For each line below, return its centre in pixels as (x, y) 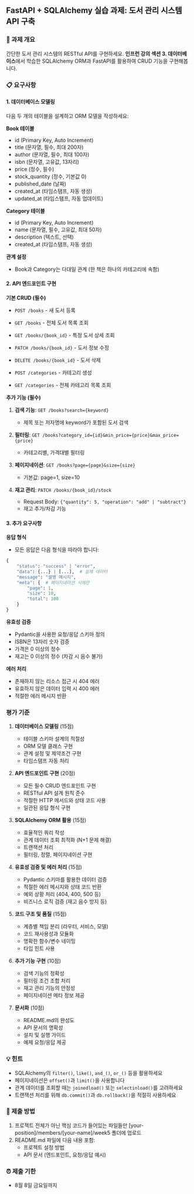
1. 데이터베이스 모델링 (30, 102)
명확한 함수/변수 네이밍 (50, 941)
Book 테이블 (20, 128)
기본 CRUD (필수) (26, 298)
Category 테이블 (25, 211)
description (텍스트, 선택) (44, 237)
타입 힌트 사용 (39, 948)
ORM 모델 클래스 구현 (48, 746)
